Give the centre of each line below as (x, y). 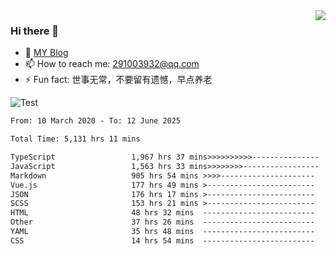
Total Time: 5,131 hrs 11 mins (75, 139)
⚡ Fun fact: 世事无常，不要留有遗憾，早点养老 (118, 80)
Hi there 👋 (35, 31)
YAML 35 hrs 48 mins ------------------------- (162, 232)
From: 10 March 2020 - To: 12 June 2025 (96, 121)
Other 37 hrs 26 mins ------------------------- (162, 222)
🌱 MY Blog (46, 53)
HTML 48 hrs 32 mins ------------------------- (162, 213)
